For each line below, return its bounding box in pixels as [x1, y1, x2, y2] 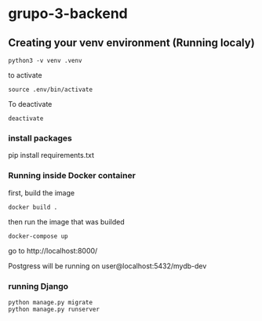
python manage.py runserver [8, 305, 100, 313]
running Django [8, 280, 69, 291]
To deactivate [8, 100, 53, 108]
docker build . [8, 203, 58, 211]
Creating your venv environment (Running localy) [8, 36, 255, 49]
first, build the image [8, 188, 75, 197]
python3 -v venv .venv [8, 57, 82, 64]
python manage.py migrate [8, 298, 93, 306]
